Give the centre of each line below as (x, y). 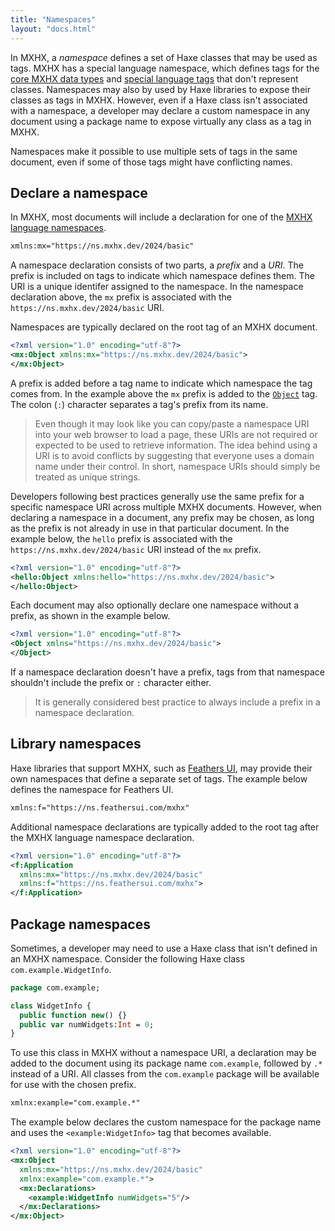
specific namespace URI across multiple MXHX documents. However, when (166, 507)
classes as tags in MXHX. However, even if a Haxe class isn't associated (159, 100)
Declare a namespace (79, 192)
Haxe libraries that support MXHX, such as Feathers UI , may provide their (161, 768)
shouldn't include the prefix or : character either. (111, 683)
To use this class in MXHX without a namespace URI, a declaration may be (163, 1053)
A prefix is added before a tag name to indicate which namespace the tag (161, 383)
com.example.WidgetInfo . (61, 969)
